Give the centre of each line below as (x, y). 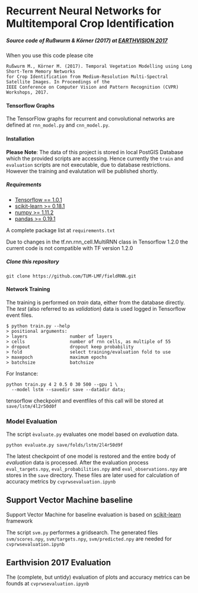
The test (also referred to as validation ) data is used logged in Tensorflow (96, 308)
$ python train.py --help (38, 326)
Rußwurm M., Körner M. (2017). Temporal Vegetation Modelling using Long (99, 67)
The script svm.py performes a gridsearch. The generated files (82, 532)
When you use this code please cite (50, 55)
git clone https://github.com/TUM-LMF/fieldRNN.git (71, 276)
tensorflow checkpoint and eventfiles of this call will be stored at (85, 401)
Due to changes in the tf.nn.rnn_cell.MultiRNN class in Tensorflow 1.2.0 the (97, 242)
